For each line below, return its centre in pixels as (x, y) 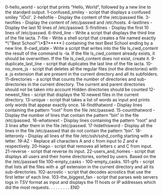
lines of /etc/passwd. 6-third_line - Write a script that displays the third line (80, 33)
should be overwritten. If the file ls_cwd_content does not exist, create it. (78, 58)
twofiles (13, 22)
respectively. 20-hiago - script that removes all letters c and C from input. (79, 146)
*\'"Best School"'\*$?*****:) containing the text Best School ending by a (79, 43)
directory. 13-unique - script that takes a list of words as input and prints (77, 100)
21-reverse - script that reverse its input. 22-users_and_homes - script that (80, 151)
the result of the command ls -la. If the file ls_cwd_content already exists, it (80, 53)
